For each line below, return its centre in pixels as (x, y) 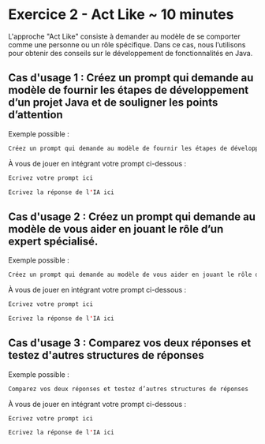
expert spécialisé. (53, 241)
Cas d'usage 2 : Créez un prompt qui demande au (132, 216)
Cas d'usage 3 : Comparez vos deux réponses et (130, 343)
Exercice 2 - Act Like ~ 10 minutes (121, 15)
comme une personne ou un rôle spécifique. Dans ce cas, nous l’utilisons (127, 44)
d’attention (35, 115)
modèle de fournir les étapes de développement (129, 90)
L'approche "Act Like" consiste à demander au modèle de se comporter (124, 36)
